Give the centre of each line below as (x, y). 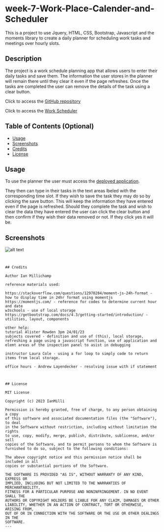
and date (14, 306)
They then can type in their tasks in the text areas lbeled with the (71, 191)
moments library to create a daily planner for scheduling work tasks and (78, 38)
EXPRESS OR (16, 479)
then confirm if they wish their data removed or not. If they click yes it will (79, 217)
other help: (17, 328)
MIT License (17, 393)
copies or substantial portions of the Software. (57, 466)
